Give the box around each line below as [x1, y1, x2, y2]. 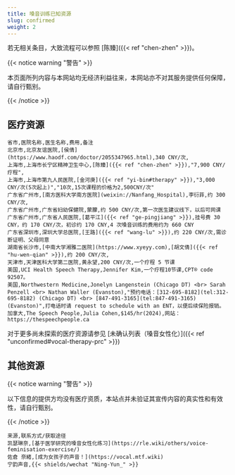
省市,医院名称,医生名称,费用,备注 [7, 139, 94, 147]
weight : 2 [7, 23, 37, 30]
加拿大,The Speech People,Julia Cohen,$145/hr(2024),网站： [7, 310, 181, 317]
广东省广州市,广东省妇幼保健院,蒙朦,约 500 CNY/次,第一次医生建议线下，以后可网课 [7, 206, 222, 214]
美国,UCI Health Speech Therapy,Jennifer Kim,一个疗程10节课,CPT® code [7, 266, 213, 273]
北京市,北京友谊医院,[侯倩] [7, 147, 78, 154]
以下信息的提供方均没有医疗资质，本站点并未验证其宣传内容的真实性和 [7, 395, 211, 402]
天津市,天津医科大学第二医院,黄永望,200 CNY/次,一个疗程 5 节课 [7, 259, 175, 266]
